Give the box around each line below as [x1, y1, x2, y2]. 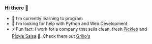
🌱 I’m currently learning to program [11, 16, 83, 22]
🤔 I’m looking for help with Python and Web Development [11, 21, 127, 26]
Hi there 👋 [4, 4, 29, 11]
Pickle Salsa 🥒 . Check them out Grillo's [11, 33, 91, 39]
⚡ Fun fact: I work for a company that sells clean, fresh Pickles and [11, 26, 147, 32]
